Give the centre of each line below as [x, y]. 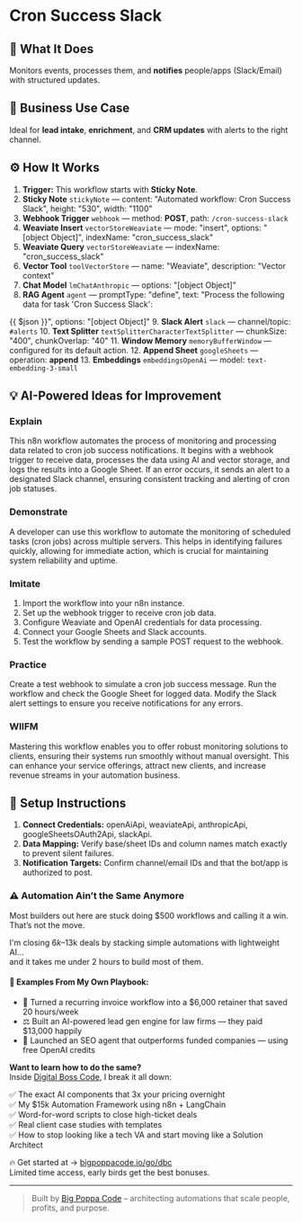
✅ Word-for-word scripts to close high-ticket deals [103, 1114]
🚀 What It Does [52, 49]
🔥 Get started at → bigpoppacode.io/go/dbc [91, 1162]
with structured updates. [55, 80]
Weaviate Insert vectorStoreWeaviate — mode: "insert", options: [142, 227]
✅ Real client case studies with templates [86, 1124]
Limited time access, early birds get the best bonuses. [110, 1172]
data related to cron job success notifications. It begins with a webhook [142, 450]
